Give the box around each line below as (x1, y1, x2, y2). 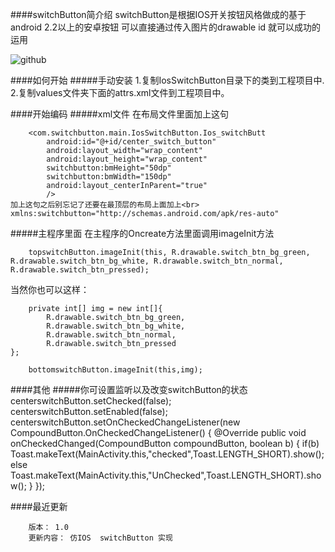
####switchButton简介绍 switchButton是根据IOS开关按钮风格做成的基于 (10, 9, 307, 20)
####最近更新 (10, 501, 68, 512)
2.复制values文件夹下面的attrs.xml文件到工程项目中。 (10, 87, 230, 98)
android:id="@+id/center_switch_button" (46, 137, 217, 147)
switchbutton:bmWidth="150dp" (46, 172, 172, 182)
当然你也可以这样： (10, 284, 90, 295)
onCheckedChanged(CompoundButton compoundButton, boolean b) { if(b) (10, 438, 320, 449)
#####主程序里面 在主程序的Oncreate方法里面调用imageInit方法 (10, 228, 275, 239)
